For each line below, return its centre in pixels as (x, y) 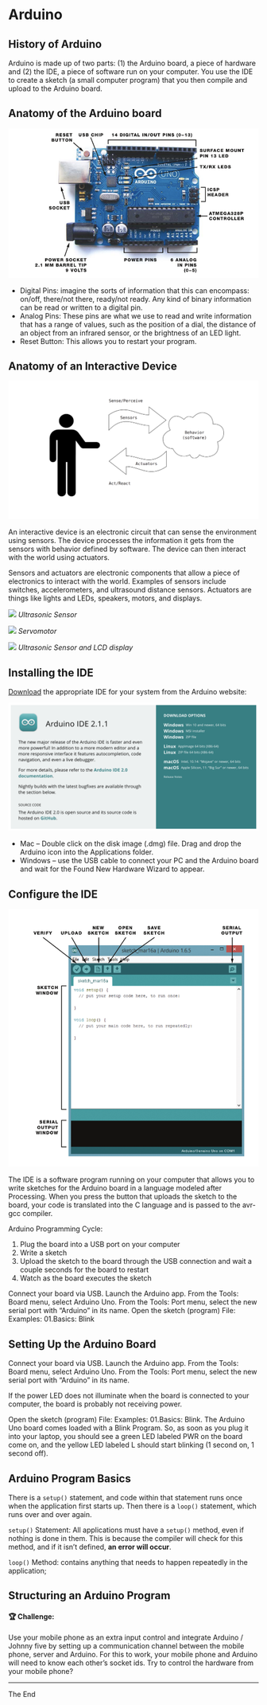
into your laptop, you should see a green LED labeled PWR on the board (126, 1437)
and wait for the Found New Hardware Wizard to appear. (112, 869)
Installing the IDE (51, 673)
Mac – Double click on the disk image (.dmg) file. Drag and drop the (130, 844)
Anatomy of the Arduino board (85, 113)
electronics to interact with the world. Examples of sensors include (117, 581)
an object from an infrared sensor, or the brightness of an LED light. (130, 333)
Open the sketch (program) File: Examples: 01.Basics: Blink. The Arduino (126, 1420)
